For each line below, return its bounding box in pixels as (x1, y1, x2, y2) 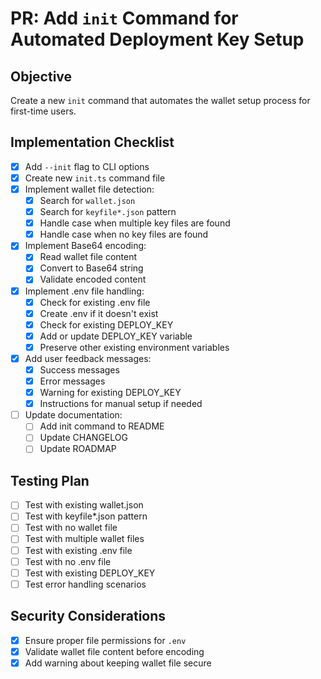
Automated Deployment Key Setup (10, 28, 305, 51)
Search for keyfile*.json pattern (39, 206, 177, 218)
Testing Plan (10, 472, 90, 489)
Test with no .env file (24, 555, 112, 567)
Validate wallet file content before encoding (24, 645, 205, 657)
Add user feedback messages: (24, 352, 152, 364)
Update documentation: (24, 409, 123, 421)
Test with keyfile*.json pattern (24, 510, 148, 522)
